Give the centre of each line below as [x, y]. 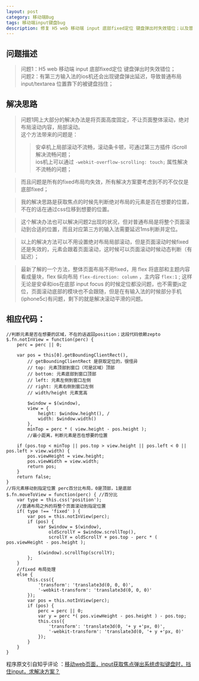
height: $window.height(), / [74, 413]
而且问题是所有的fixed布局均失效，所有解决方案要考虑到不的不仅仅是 [105, 182]
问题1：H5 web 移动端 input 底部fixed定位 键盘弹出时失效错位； [98, 69]
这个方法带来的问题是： [49, 134]
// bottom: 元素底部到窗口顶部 [62, 374]
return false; [34, 477]
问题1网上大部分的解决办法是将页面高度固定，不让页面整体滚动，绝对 [105, 120]
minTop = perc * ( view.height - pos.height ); [87, 429]
